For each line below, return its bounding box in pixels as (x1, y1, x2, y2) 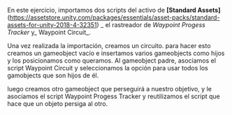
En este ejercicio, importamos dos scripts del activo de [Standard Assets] (7, 6, 221, 14)
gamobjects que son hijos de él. (7, 71, 99, 79)
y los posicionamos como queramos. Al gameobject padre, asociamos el (7, 56, 217, 65)
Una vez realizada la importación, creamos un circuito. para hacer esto (7, 42, 211, 49)
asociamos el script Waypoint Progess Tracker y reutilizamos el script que (7, 92, 220, 100)
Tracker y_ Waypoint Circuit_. (7, 28, 91, 36)
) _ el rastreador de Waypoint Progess (96, 21, 206, 29)
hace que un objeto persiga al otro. (7, 100, 108, 107)
